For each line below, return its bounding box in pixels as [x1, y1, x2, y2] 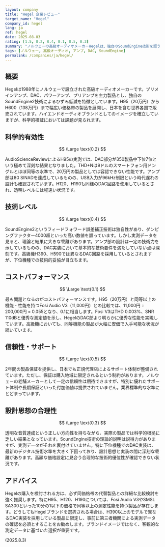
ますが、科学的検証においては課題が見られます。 [5, 117, 104, 123]
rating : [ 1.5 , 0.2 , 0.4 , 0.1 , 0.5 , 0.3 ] [5, 39, 89, 44]
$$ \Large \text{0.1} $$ [59, 286, 106, 292]
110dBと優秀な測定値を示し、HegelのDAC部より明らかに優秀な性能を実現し [5, 315, 158, 320]
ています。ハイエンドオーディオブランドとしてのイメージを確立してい [18, 111, 159, 117]
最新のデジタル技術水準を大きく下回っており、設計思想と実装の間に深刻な [5, 448, 156, 455]
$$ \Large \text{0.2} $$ [58, 146, 107, 152]
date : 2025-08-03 [5, 35, 41, 40]
